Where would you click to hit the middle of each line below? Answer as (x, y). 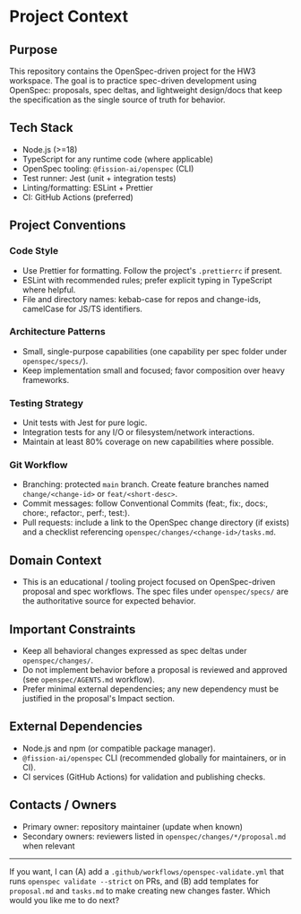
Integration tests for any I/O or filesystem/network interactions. (138, 432)
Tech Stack (41, 128)
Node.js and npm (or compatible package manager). (119, 748)
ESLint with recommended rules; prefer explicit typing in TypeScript (147, 280)
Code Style (34, 251)
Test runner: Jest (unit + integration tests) (99, 178)
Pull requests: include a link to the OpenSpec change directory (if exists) (155, 523)
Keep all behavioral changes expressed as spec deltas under (135, 651)
